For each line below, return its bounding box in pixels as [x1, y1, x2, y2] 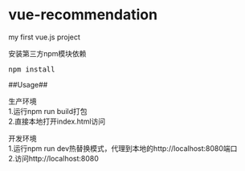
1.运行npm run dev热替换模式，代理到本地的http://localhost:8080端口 [8, 143, 238, 153]
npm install [8, 64, 55, 74]
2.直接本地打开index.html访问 [8, 116, 106, 126]
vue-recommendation [8, 6, 158, 24]
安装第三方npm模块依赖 [8, 48, 87, 58]
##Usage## [8, 79, 48, 89]
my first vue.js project [8, 32, 80, 42]
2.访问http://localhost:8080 [8, 153, 99, 163]
